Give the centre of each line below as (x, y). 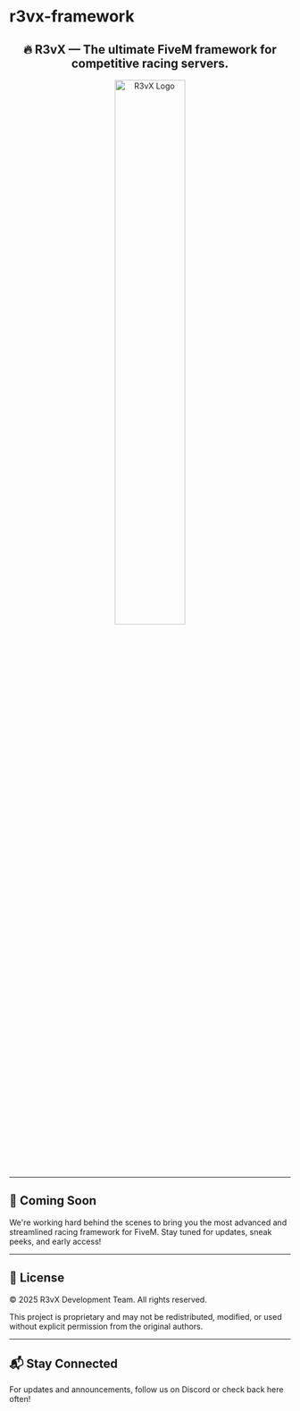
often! (20, 1399)
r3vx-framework (72, 17)
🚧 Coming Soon (53, 1201)
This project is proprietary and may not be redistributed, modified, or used (146, 1316)
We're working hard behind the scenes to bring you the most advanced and (148, 1222)
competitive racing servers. (150, 63)
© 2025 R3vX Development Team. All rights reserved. (108, 1299)
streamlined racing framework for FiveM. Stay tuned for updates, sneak (141, 1231)
